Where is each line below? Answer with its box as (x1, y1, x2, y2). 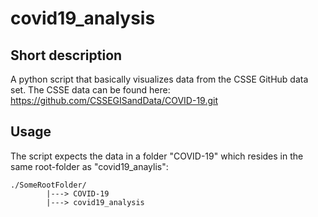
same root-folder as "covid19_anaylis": (10, 160, 169, 172)
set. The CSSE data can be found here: (10, 84, 171, 96)
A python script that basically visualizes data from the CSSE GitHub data (10, 73, 309, 85)
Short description (10, 47, 123, 64)
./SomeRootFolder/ (10, 180, 87, 190)
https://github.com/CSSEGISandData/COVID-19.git (10, 95, 218, 106)
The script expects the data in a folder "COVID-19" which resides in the (10, 150, 304, 162)
